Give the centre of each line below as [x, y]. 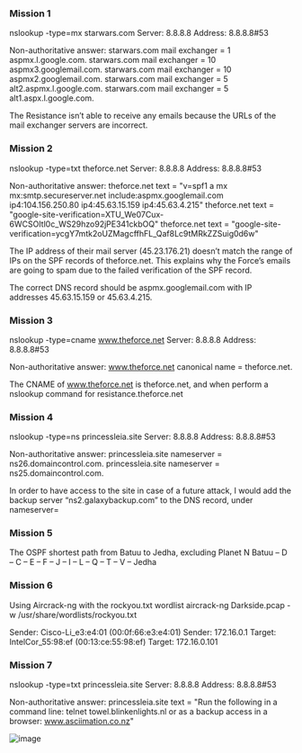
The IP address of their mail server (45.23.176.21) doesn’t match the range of [151, 251]
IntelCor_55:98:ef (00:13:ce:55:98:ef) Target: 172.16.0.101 [114, 641]
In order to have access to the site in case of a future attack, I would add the [151, 491]
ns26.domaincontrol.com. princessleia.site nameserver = [115, 464]
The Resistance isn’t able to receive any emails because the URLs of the [143, 116]
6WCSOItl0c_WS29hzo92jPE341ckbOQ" [84, 224]
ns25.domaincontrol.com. [57, 473]
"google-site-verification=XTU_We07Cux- [87, 214]
